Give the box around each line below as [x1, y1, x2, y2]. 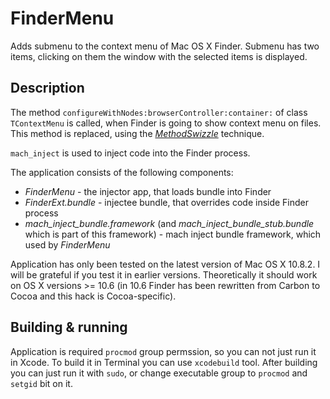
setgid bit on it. [10, 377, 73, 389]
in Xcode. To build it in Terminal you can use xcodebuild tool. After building [10, 356, 318, 368]
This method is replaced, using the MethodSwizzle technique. [10, 127, 265, 139]
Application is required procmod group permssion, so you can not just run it [10, 345, 317, 357]
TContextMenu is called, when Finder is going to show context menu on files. [10, 117, 322, 129]
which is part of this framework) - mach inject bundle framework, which [24, 228, 322, 240]
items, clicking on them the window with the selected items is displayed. [10, 50, 308, 62]
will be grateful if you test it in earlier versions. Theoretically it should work [10, 268, 318, 281]
